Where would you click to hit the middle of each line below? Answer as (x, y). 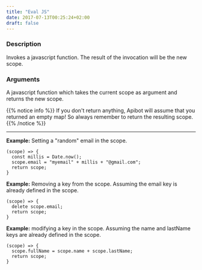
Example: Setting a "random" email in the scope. (67, 140)
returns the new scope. (35, 99)
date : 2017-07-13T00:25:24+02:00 (48, 17)
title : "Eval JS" (28, 12)
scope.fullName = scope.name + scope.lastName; (72, 251)
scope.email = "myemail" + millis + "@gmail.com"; (76, 162)
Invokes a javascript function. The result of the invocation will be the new (97, 57)
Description (24, 44)
